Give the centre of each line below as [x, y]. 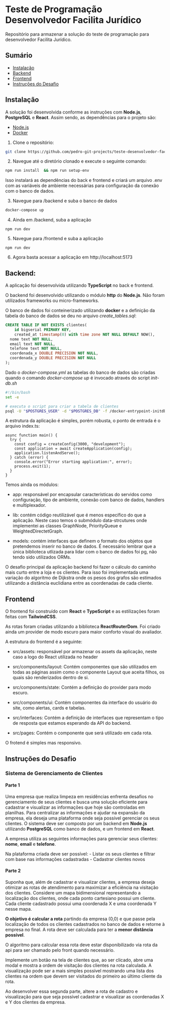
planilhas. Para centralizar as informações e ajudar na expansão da [75, 812]
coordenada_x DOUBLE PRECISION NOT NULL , [54, 353]
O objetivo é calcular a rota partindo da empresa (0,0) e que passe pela [80, 919]
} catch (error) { [29, 458]
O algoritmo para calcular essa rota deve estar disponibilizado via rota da [81, 945]
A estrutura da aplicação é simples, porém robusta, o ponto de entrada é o [83, 421]
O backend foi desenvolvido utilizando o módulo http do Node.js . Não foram [85, 295]
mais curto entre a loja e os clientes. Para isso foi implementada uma [77, 572]
